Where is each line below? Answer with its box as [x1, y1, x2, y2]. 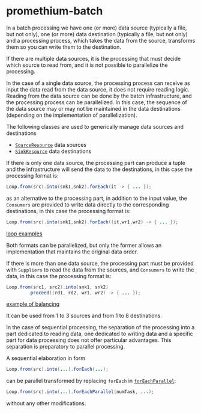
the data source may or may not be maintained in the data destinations [6, 105, 181, 112]
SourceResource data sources [14, 141, 87, 148]
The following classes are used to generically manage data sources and [6, 123, 184, 130]
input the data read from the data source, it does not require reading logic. [6, 85, 190, 93]
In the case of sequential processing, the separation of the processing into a [6, 324, 195, 331]
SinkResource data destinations [14, 147, 92, 155]
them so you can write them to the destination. [6, 43, 122, 51]
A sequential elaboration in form [6, 355, 86, 362]
